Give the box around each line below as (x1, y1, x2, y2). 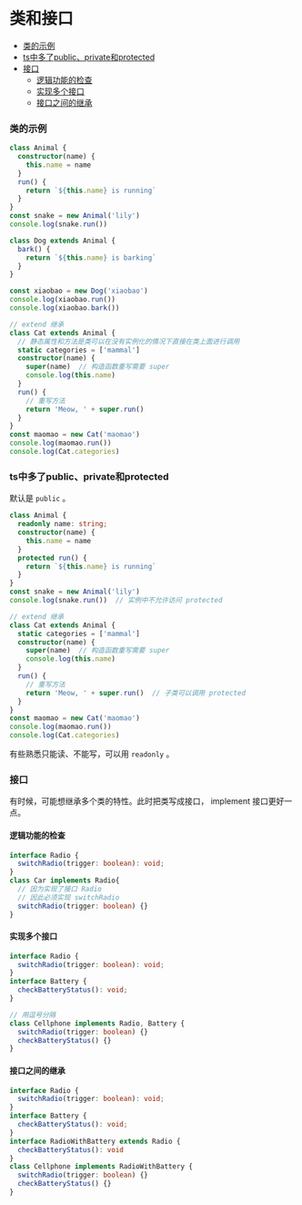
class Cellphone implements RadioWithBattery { (9, 1162, 194, 1171)
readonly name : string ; (17, 520, 107, 529)
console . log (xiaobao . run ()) (9, 295, 116, 304)
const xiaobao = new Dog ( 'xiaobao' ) (9, 286, 148, 296)
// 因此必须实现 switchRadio (17, 892, 120, 902)
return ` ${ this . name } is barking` (25, 252, 156, 263)
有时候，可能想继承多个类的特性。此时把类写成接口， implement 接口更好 (9, 796, 285, 807)
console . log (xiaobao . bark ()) (9, 304, 120, 313)
